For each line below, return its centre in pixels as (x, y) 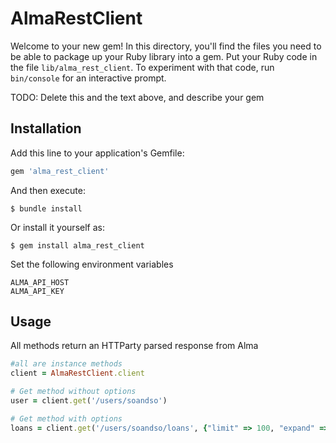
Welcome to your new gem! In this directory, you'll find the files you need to (166, 46)
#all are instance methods (66, 364)
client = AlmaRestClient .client (77, 373)
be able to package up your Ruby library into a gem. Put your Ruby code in (164, 56)
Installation (46, 128)
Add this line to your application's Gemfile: (97, 153)
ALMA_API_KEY (37, 291)
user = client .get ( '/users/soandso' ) (89, 401)
